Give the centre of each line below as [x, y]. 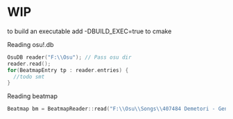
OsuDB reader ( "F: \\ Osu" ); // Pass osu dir [69, 57]
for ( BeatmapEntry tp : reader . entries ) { [68, 70]
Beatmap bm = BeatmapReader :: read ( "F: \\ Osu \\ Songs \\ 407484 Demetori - [111, 109]
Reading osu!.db [31, 44]
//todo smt [29, 77]
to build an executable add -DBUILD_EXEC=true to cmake [89, 31]
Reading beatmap [32, 96]
